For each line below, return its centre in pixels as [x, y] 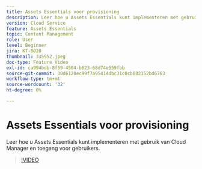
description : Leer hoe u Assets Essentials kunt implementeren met [93, 17]
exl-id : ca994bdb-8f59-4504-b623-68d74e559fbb [66, 68]
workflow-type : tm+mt [33, 79]
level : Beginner [26, 46]
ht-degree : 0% [24, 90]
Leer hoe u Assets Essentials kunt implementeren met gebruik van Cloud [96, 141]
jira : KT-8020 [24, 51]
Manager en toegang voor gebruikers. [53, 148]
